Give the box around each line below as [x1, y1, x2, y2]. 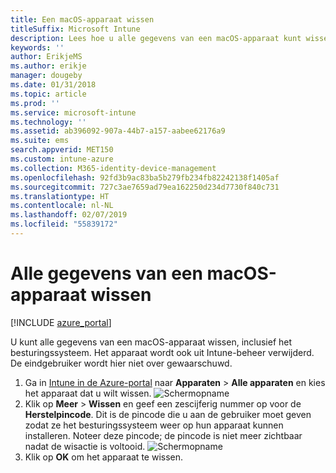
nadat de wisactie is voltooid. [24, 440, 146, 452]
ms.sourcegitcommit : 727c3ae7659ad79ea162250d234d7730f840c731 [10, 182, 280, 192]
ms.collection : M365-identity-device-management [10, 163, 217, 173]
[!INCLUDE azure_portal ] [10, 316, 112, 328]
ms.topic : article [10, 89, 87, 99]
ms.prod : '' [10, 98, 60, 108]
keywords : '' [10, 42, 65, 53]
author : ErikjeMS [10, 52, 83, 62]
